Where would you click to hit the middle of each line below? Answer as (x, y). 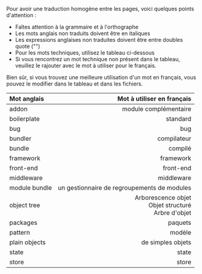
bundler (20, 139)
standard (179, 119)
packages (23, 222)
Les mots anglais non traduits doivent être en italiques (82, 33)
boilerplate (25, 119)
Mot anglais (27, 99)
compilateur (174, 139)
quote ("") (28, 46)
